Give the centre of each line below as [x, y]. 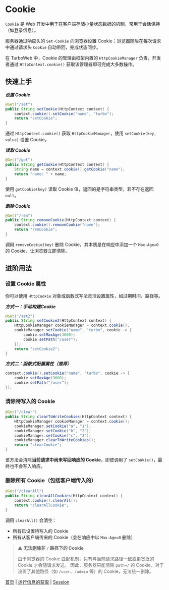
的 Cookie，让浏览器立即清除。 [38, 251]
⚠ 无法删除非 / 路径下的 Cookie [51, 548]
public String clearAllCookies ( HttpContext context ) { [64, 496]
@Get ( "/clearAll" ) [24, 491]
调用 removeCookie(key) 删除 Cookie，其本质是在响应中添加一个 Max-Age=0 [82, 244]
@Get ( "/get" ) [19, 160]
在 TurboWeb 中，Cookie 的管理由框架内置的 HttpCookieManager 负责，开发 [83, 58]
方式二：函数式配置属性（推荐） [38, 364]
